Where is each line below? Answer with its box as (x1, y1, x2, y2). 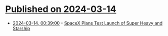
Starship (12, 25, 30, 31)
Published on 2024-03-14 (5, 3, 116, 15)
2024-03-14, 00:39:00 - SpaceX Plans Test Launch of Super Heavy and (12, 20, 163, 26)
